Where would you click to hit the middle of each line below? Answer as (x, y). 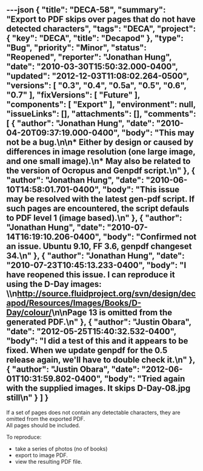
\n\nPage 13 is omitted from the (112, 313)
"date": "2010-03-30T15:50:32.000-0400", (92, 67)
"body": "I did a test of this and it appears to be (97, 341)
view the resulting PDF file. (48, 461)
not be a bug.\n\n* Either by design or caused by (100, 143)
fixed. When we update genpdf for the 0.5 (87, 351)
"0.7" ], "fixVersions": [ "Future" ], (73, 95)
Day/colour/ (29, 313)
